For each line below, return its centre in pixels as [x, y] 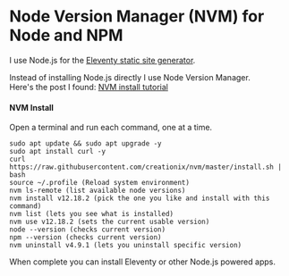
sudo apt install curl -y [57, 152]
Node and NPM [66, 35]
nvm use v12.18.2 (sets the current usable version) [110, 222]
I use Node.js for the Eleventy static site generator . [102, 60]
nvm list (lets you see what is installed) [92, 214]
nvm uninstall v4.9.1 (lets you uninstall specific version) [126, 246]
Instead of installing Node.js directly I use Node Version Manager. [130, 77]
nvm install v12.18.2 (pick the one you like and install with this [140, 198]
